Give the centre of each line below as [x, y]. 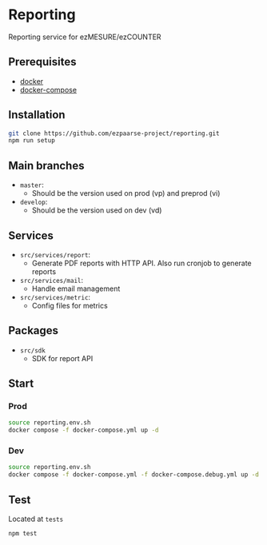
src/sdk [32, 350]
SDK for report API [62, 358]
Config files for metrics [70, 305]
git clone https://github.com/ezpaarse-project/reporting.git [114, 133]
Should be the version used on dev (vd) [97, 210]
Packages [33, 330]
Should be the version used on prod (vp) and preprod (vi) [126, 193]
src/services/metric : [55, 296]
